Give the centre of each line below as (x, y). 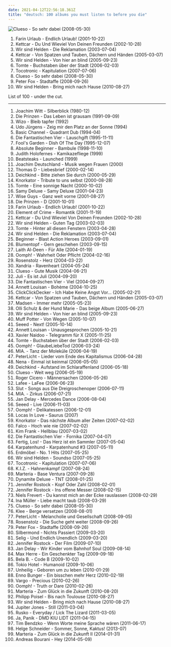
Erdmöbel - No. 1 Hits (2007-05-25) (52, 452)
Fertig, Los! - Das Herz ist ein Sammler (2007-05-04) (70, 442)
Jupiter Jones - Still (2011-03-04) (50, 607)
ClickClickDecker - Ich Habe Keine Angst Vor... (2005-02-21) (78, 292)
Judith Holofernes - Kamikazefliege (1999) (59, 153)
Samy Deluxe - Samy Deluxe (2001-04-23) (59, 191)
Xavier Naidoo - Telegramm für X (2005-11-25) (63, 335)
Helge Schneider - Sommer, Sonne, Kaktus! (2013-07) (71, 628)
